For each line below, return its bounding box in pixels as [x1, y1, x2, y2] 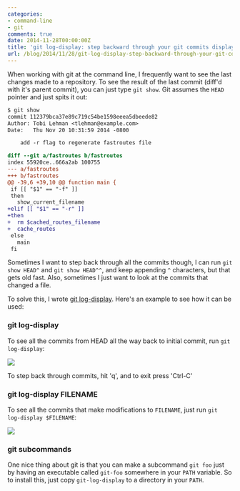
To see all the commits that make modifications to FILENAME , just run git [7, 405, 218, 414]
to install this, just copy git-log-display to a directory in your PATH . [7, 476, 204, 485]
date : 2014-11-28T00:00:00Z [7, 37, 91, 44]
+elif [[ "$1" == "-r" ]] [7, 205, 84, 213]
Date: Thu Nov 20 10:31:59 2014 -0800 [7, 127, 130, 134]
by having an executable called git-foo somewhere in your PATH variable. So [7, 468, 232, 477]
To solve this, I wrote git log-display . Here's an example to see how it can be [7, 294, 232, 304]
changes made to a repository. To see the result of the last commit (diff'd [7, 77, 222, 86]
